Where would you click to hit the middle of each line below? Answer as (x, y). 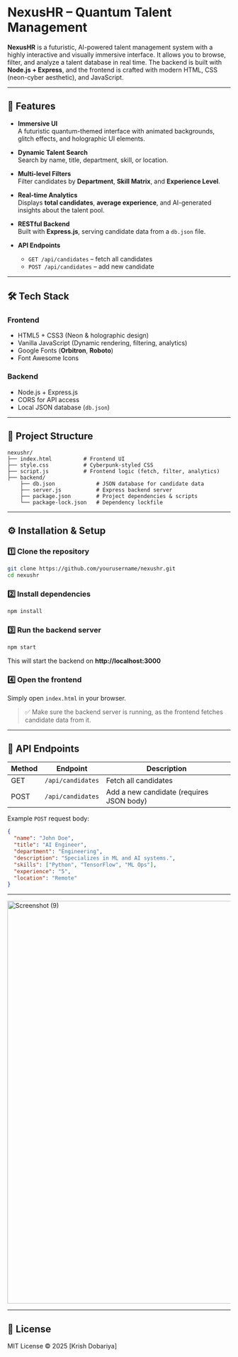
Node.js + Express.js (47, 392)
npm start (22, 647)
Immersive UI (38, 123)
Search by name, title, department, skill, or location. (93, 160)
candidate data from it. (58, 720)
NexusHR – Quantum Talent (90, 12)
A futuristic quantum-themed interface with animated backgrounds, (116, 131)
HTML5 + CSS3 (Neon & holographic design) (83, 335)
